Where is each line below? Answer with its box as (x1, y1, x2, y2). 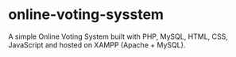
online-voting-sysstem (8, 6, 164, 24)
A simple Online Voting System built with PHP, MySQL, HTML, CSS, (8, 32, 229, 41)
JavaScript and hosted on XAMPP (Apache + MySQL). (8, 40, 186, 49)
